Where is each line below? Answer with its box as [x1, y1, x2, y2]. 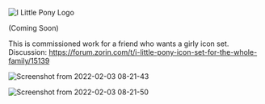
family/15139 [8, 56, 50, 65]
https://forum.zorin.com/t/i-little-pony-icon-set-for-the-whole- [48, 48, 258, 56]
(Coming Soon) [8, 23, 59, 32]
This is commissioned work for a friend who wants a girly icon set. [8, 39, 229, 48]
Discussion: [8, 48, 48, 56]
